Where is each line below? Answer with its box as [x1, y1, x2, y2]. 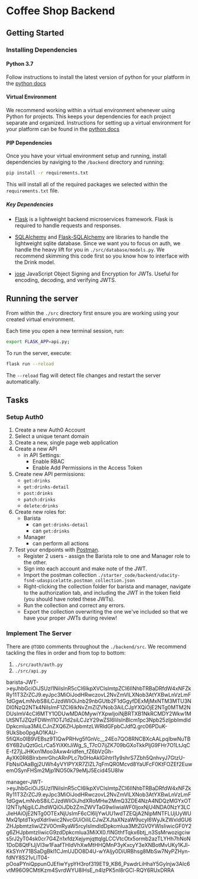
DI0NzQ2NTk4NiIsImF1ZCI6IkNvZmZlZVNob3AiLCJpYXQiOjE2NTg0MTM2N [6, 703, 191, 710]
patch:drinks [23, 497, 56, 503]
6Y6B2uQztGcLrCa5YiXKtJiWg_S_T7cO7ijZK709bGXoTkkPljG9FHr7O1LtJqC [6, 741, 190, 748]
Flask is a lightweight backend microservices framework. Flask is [14, 215, 173, 223]
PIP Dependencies [6, 139, 52, 146]
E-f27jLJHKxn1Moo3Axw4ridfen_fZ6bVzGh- [6, 748, 114, 755]
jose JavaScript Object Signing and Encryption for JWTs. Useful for [14, 270, 179, 277]
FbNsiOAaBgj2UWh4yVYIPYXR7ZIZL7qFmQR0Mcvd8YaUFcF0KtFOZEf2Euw [6, 760, 193, 767]
